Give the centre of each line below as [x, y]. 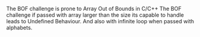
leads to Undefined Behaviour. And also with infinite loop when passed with [100, 21]
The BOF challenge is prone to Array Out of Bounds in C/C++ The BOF [94, 9]
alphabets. [19, 27]
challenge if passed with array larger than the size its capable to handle [95, 15]
